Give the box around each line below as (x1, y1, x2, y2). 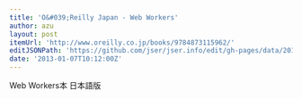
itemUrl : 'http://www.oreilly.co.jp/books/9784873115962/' (9, 37, 235, 47)
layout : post (9, 29, 58, 38)
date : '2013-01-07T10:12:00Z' (9, 54, 123, 63)
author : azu (9, 21, 54, 30)
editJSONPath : (9, 46, 63, 55)
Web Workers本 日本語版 (9, 80, 102, 90)
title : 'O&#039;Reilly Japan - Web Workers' (9, 12, 179, 22)
